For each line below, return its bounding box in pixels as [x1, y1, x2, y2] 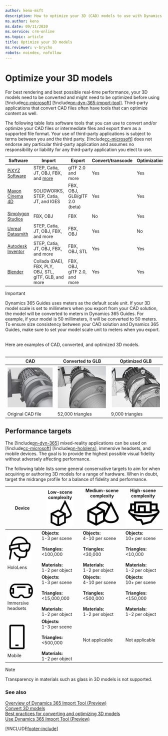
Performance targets [5, 426, 71, 435]
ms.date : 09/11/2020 [5, 24, 48, 29]
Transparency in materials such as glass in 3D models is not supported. [5, 676, 152, 682]
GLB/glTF [68, 193, 88, 199]
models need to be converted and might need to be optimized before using [5, 94, 160, 100]
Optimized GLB [119, 358, 152, 364]
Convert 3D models [5, 705, 45, 711]
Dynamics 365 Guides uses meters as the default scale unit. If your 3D [5, 300, 151, 306]
